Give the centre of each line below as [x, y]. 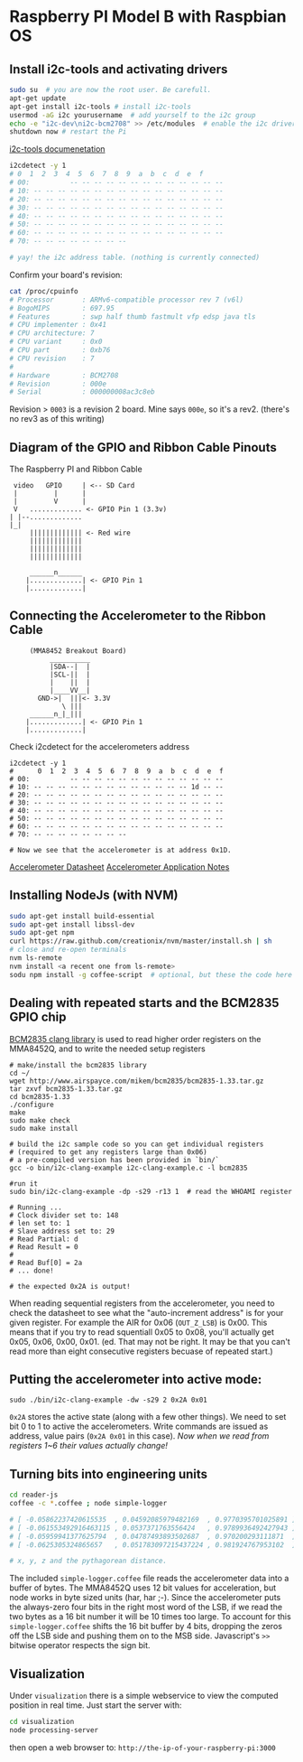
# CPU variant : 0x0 [56, 342]
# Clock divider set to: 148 [64, 1215]
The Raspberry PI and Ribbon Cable [76, 469]
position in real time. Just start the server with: [96, 1705]
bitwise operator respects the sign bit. [80, 1645]
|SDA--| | [70, 667]
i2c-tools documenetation [57, 149]
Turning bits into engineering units [109, 1474]
